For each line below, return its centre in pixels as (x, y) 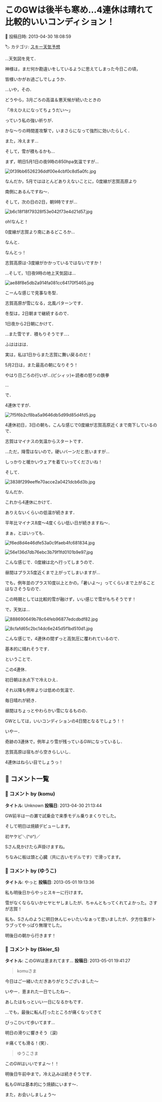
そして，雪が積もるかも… (30, 151)
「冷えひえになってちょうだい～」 (39, 110)
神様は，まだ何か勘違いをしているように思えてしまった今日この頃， (73, 69)
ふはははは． (18, 344)
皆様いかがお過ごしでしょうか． (37, 79)
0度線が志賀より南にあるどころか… (40, 232)
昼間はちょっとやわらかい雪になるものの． (48, 710)
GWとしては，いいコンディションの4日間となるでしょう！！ (65, 721)
